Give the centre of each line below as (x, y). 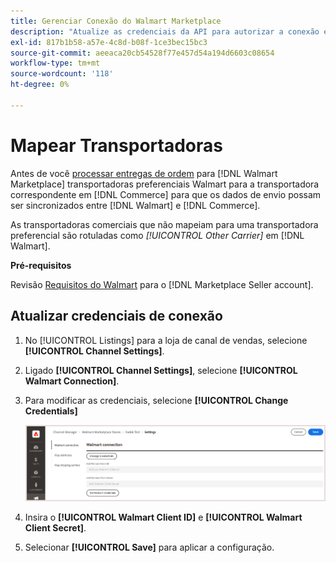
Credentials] (51, 411)
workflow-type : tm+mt (55, 63)
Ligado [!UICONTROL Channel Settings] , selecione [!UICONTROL (161, 370)
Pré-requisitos (41, 265)
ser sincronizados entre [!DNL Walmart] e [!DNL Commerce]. (135, 205)
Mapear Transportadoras (116, 145)
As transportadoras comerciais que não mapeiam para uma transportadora (164, 224)
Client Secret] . (55, 528)
